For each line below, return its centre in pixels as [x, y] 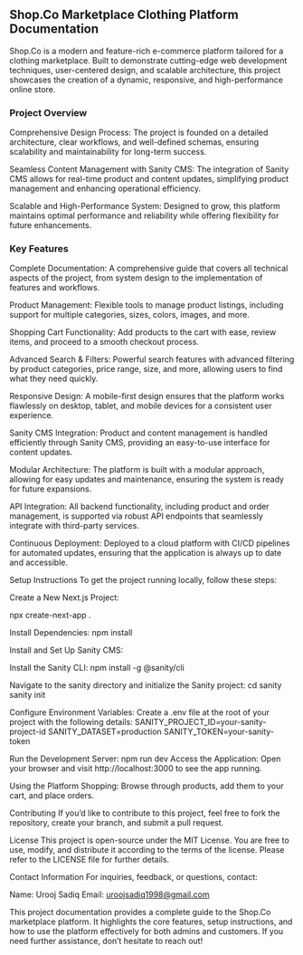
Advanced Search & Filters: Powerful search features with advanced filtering [152, 359]
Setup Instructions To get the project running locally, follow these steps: [143, 580]
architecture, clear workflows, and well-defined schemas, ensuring [134, 142]
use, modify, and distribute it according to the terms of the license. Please [147, 850]
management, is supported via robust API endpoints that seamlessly [137, 516]
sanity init [28, 695]
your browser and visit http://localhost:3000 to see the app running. [136, 769]
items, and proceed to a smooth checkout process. [104, 342]
